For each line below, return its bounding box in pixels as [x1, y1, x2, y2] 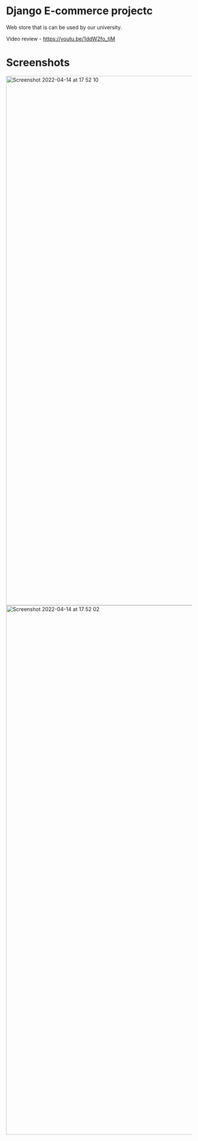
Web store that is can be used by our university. [6, 24, 123, 31]
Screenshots [6, 56, 70, 69]
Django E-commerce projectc [6, 4, 153, 18]
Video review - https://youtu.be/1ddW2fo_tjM [6, 35, 115, 42]
